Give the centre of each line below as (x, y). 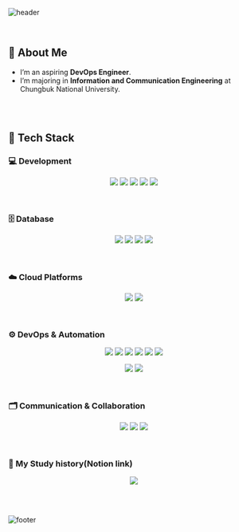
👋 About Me (38, 53)
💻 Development (40, 161)
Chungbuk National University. (70, 89)
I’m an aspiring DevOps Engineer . (75, 72)
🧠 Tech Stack (41, 138)
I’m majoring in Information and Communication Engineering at (125, 81)
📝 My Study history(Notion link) (71, 463)
